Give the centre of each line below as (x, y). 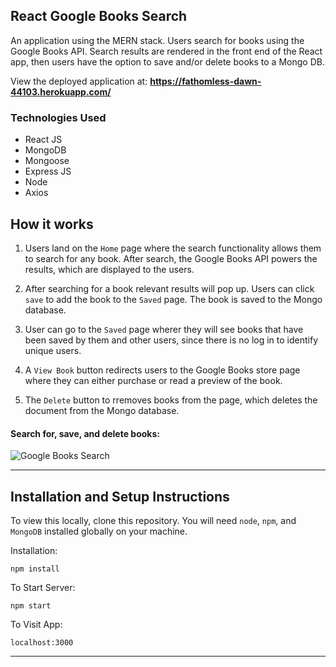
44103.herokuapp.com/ (61, 91)
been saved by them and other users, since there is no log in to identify (171, 340)
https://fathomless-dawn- (205, 81)
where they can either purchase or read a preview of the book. (153, 380)
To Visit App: (36, 624)
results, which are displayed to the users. (109, 269)
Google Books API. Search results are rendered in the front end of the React (166, 51)
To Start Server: (43, 587)
